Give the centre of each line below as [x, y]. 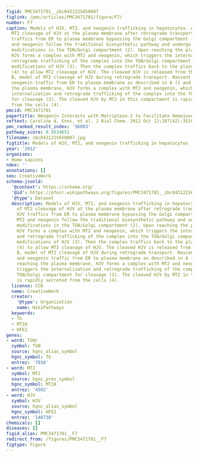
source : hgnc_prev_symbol [43, 379]
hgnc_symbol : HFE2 [34, 412]
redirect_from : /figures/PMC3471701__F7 [57, 439]
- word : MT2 [21, 368]
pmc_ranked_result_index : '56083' [49, 127]
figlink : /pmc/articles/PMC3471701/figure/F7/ [64, 17]
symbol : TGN [26, 346]
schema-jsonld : [25, 182]
